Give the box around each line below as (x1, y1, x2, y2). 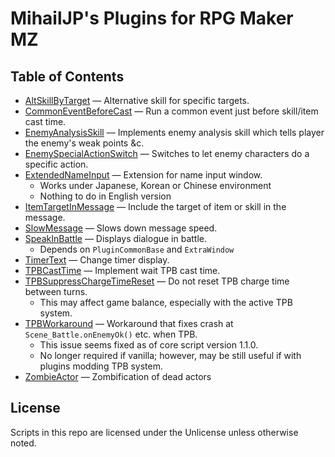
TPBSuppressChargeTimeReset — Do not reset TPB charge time (24, 275, 290, 287)
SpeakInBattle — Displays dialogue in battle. (24, 233, 208, 244)
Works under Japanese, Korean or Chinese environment (39, 180, 272, 191)
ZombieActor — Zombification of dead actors (24, 371, 212, 382)
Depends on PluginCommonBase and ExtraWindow (39, 243, 235, 255)
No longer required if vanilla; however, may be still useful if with (39, 350, 302, 361)
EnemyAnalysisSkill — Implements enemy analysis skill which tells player (24, 127, 325, 138)
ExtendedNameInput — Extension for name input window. (24, 169, 263, 181)
